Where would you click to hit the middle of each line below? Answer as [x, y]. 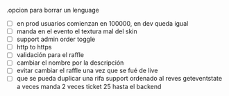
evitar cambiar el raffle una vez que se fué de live [87, 71]
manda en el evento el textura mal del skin [77, 31]
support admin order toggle [56, 39]
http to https [34, 47]
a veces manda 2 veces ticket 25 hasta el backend [89, 86]
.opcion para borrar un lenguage [53, 10]
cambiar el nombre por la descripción [70, 63]
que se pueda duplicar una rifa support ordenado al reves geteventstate [119, 79]
